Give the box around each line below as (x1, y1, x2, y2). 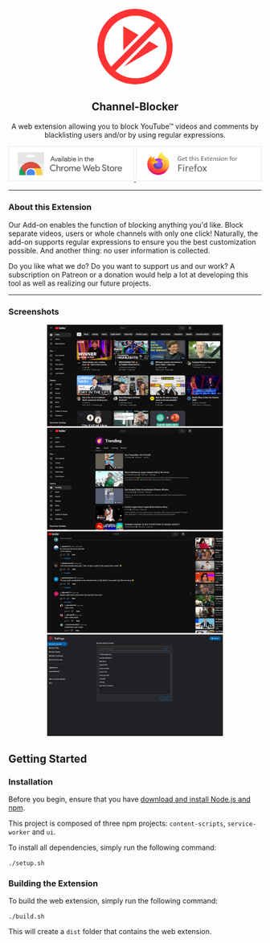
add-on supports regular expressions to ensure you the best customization (8, 237, 256, 246)
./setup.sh (8, 859, 45, 867)
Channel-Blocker (91, 100, 179, 113)
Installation (8, 776, 54, 787)
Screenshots (8, 306, 59, 317)
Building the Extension (8, 878, 99, 889)
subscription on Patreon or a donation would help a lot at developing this (8, 270, 249, 279)
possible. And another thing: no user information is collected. (8, 245, 211, 255)
